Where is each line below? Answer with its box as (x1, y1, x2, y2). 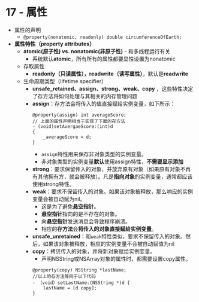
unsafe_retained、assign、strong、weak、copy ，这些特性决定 (32, 85, 194, 92)
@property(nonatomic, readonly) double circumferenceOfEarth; (23, 34, 182, 40)
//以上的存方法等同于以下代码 (32, 273, 97, 279)
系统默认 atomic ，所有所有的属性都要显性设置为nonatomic (32, 55, 176, 62)
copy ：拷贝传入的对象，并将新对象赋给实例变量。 (32, 248, 156, 255)
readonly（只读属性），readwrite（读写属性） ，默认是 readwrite (32, 70, 189, 77)
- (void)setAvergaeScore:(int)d (32, 123, 113, 129)
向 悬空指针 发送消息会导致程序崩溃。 (41, 218, 131, 225)
